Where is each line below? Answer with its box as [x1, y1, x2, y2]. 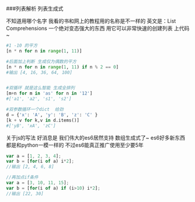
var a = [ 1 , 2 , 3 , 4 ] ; [6, 153, 61, 159]
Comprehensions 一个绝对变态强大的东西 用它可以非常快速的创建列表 [6, 25, 173, 32]
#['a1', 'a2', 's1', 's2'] [6, 96, 72, 102]
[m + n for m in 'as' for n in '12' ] [6, 90, 93, 96]
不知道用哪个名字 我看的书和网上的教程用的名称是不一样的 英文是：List [6, 18, 176, 25]
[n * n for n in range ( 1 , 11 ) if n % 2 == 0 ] [6, 64, 119, 70]
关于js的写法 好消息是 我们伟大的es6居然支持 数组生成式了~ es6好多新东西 [6, 134, 186, 141]
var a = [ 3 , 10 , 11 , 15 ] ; [6, 180, 69, 186]
